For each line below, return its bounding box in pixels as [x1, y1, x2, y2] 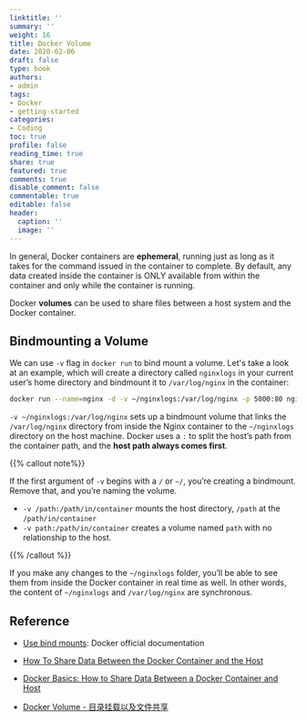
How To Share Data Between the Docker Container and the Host [22, 655, 264, 666]
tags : [9, 89, 30, 99]
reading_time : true [9, 149, 84, 158]
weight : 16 [9, 30, 51, 39]
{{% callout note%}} [9, 458, 86, 469]
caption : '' [17, 216, 64, 226]
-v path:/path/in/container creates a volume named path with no [22, 522, 272, 534]
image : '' [17, 225, 55, 235]
